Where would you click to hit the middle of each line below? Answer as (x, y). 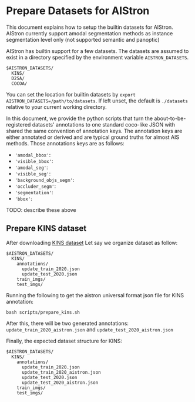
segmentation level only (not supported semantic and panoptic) (83, 39)
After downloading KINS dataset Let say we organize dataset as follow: (92, 242)
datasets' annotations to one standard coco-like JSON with (103, 124)
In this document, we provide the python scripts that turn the (80, 118)
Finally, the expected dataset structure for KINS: (64, 341)
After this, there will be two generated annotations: (68, 323)
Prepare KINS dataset (46, 229)
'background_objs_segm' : (44, 180)
